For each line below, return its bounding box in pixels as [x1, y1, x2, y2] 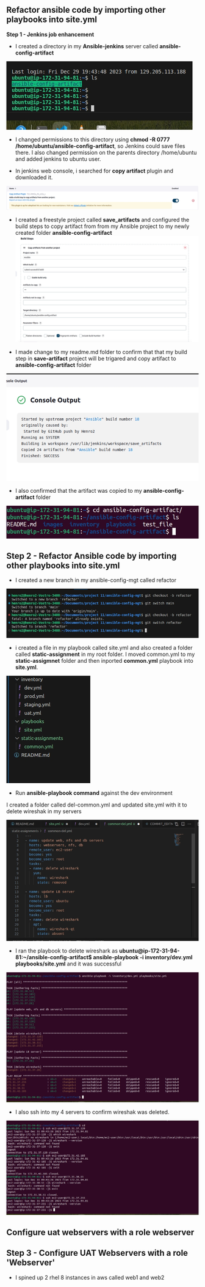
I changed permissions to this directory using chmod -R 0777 [15, 136, 170, 143]
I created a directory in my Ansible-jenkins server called [15, 42, 159, 50]
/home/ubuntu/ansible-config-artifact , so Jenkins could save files [15, 142, 185, 149]
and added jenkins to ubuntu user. [15, 155, 101, 163]
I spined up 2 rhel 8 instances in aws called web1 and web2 [15, 1274, 165, 1281]
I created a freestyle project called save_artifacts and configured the [15, 216, 190, 224]
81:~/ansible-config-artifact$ [15, 954, 92, 961]
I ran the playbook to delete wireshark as [15, 947, 118, 954]
